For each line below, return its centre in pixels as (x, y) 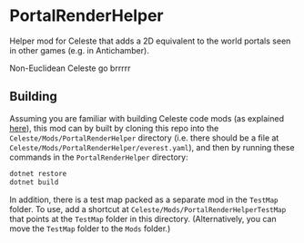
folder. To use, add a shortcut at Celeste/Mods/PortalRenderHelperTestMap (148, 209)
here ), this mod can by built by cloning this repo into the (114, 128)
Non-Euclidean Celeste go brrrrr (70, 68)
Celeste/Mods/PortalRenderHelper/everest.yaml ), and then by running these (152, 147)
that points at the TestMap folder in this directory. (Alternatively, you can (143, 219)
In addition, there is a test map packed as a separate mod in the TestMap (144, 199)
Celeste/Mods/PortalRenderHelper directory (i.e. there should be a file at (144, 138)
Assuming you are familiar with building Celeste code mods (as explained (147, 118)
